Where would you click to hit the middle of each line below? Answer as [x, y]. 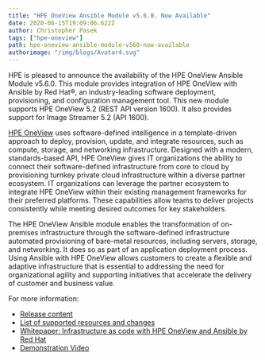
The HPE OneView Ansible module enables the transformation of [114, 224]
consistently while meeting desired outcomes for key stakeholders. [118, 209]
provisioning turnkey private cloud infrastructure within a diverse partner [127, 175]
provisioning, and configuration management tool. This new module [119, 101]
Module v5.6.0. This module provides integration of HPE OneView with [123, 83]
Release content [46, 314]
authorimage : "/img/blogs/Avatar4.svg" [74, 52]
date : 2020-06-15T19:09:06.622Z [61, 23]
